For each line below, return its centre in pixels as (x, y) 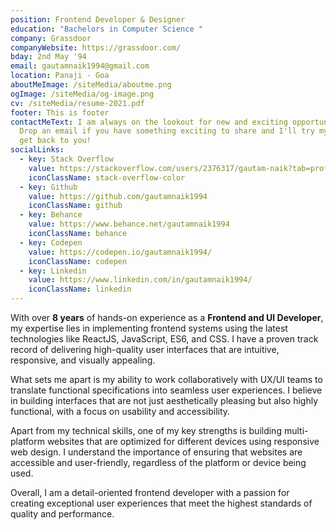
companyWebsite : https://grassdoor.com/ (96, 47)
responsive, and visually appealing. (83, 360)
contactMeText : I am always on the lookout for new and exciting (149, 122)
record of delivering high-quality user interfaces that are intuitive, (145, 349)
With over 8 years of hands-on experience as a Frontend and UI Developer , (167, 317)
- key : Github (48, 187)
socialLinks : (37, 150)
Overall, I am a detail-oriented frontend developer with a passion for (150, 492)
